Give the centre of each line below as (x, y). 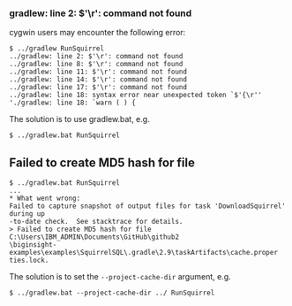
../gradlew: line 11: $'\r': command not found (98, 72)
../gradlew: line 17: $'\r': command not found (98, 88)
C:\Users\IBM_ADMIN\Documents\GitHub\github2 (94, 237)
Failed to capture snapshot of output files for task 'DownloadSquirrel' (148, 206)
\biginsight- (33, 245)
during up (27, 214)
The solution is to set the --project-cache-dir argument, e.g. (120, 277)
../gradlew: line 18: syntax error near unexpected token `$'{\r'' (136, 96)
